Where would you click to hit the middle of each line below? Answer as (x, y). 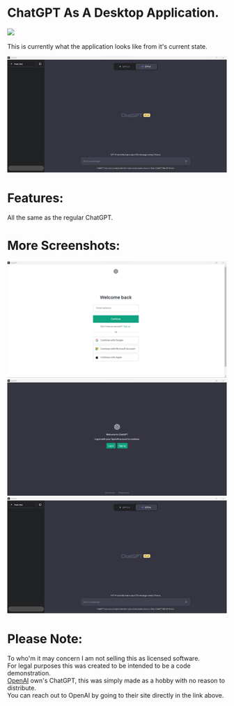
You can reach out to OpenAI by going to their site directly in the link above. (116, 695)
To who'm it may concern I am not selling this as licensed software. (104, 658)
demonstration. (29, 673)
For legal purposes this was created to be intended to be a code (99, 666)
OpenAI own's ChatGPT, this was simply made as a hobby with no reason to (116, 680)
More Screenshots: (64, 246)
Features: (36, 198)
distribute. (22, 688)
